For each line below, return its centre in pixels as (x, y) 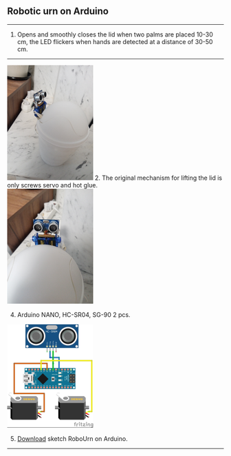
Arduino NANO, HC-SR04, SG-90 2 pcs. (74, 314)
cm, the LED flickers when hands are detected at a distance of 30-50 (115, 41)
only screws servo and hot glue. (53, 185)
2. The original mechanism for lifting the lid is (158, 178)
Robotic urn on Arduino (58, 11)
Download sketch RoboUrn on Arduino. (73, 438)
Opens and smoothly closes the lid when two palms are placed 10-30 (115, 34)
